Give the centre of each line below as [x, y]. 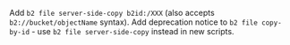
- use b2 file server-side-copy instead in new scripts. [132, 31]
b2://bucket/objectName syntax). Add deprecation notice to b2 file [133, 22]
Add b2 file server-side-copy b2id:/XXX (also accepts [112, 13]
